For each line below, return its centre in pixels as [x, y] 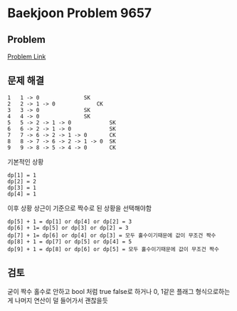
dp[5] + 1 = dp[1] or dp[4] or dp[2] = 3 [70, 221]
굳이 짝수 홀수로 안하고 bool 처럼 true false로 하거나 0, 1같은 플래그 [101, 291]
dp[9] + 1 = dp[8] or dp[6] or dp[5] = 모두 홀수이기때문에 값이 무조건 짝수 [113, 249]
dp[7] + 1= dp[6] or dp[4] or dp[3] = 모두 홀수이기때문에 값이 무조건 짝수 [112, 235]
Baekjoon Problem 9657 [79, 13]
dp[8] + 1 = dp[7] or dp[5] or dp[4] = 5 [70, 241]
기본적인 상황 [26, 161]
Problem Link [27, 56]
